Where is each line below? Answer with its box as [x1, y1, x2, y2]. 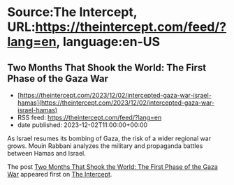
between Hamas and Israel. [7, 149, 86, 157]
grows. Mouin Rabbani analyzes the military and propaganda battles [7, 142, 203, 150]
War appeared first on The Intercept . [7, 170, 112, 178]
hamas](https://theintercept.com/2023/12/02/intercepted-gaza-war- [17, 98, 215, 107]
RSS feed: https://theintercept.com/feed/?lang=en [17, 113, 162, 121]
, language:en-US [56, 34, 161, 50]
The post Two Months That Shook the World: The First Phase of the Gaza [7, 163, 218, 171]
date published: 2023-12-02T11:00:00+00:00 [17, 121, 148, 129]
